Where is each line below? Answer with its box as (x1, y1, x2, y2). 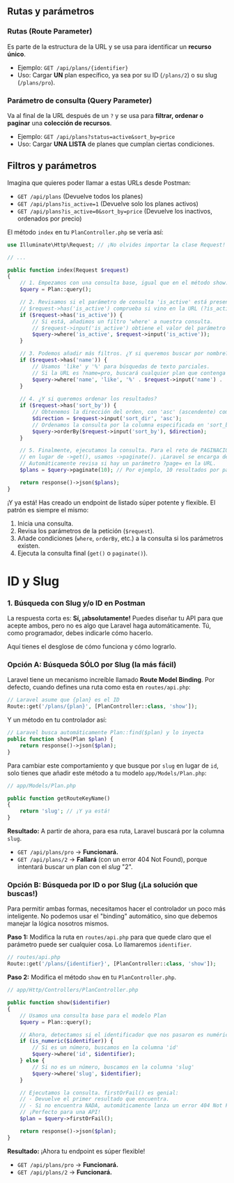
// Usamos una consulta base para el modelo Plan (19, 1012, 167, 1019)
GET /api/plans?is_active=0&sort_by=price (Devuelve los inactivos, (17, 207, 212, 215)
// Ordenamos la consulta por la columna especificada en (32, 422, 204, 429)
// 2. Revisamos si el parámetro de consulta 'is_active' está (19, 299, 208, 306)
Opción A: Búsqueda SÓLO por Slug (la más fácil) (7, 660, 177, 669)
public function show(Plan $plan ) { (7, 736, 114, 743)
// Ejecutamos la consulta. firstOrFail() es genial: (19, 1089, 179, 1096)
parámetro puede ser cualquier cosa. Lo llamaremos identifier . (7, 940, 192, 948)
